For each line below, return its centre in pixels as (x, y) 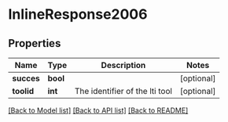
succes (26, 78)
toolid (23, 91)
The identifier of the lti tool (123, 91)
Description (123, 65)
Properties (35, 43)
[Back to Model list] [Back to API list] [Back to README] (98, 110)
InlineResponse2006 (78, 14)
